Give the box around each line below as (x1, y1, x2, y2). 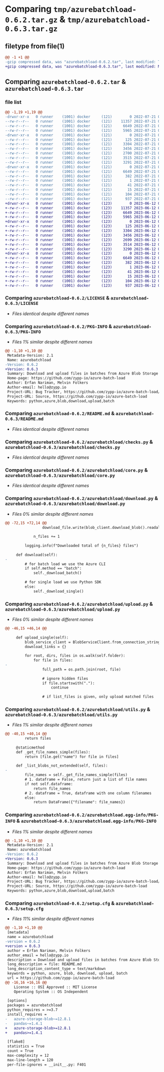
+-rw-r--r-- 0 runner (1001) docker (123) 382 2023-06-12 (5, 260, 156, 265)
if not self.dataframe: (24, 781, 73, 786)
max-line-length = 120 (7, 1057, 54, 1062)
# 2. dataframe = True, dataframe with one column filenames (24, 791, 152, 796)
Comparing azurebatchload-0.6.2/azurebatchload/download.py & (5, 495, 158, 502)
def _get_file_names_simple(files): (16, 749, 91, 754)
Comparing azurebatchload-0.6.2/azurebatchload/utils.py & (5, 706, 150, 713)
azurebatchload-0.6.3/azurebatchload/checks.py (5, 445, 121, 450)
